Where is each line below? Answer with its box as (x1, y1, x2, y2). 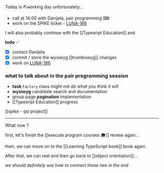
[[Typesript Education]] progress (12, 99, 78, 105)
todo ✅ (5, 39, 20, 45)
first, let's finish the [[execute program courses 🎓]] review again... (5, 132, 140, 138)
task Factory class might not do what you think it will (12, 83, 119, 89)
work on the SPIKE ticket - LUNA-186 (12, 20, 87, 26)
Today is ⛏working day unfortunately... (5, 4, 83, 10)
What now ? (5, 122, 29, 128)
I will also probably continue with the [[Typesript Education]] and (5, 30, 135, 36)
